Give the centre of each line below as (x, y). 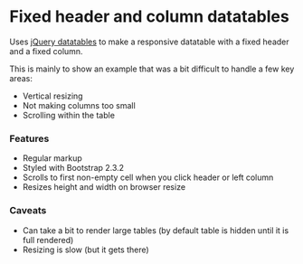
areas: (21, 78)
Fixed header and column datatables (149, 17)
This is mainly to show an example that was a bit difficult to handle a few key (152, 69)
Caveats (28, 211)
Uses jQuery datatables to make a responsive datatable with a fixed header (149, 42)
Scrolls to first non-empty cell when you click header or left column (148, 177)
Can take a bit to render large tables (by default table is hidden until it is (156, 230)
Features (29, 138)
